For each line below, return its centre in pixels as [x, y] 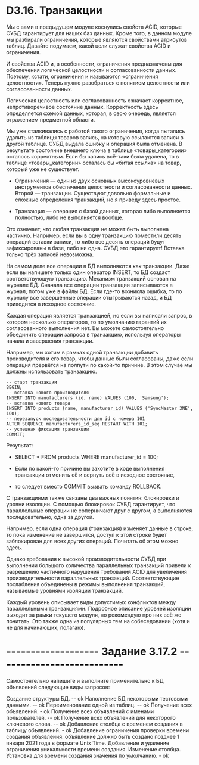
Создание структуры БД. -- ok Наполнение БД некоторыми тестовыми [97, 698]
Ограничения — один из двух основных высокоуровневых [90, 181]
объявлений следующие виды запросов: [58, 687]
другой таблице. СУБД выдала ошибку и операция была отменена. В [94, 144]
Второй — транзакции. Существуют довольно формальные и [93, 193]
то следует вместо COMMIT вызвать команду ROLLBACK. [88, 486]
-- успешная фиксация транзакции [48, 429]
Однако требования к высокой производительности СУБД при [86, 559]
